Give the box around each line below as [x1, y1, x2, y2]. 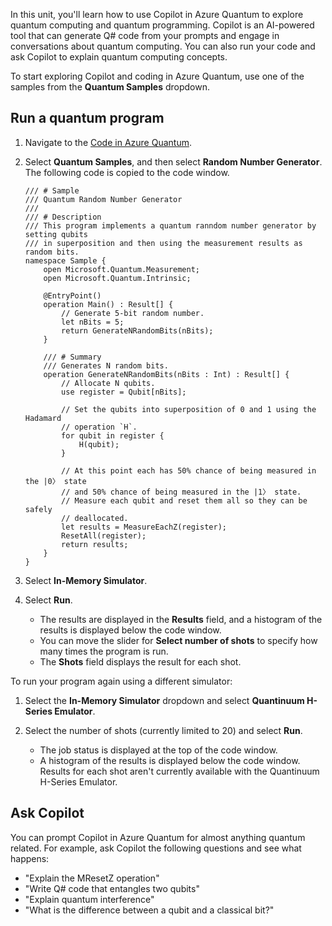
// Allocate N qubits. [61, 378, 156, 388]
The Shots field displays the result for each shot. [39, 655, 242, 668]
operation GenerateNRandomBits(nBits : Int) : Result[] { [43, 369, 290, 379]
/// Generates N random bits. [43, 360, 169, 371]
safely [24, 504, 53, 514]
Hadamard [24, 413, 62, 423]
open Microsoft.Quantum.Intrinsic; [43, 273, 192, 283]
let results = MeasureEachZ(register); [61, 522, 227, 532]
